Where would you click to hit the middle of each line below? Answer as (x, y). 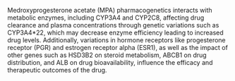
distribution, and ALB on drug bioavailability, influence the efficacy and (110, 62)
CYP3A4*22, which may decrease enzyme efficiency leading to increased (115, 32)
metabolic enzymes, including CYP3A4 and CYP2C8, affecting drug (106, 18)
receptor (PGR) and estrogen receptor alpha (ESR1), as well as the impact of (117, 48)
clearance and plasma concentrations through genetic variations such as (113, 25)
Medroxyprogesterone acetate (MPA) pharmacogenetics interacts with (110, 10)
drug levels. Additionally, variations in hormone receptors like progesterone (116, 40)
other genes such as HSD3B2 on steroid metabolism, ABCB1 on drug (107, 55)
